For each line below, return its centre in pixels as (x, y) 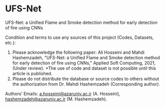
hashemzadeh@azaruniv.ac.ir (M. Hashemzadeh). (56, 99)
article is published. (32, 73)
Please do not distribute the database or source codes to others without (86, 79)
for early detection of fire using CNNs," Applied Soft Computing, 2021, (84, 63)
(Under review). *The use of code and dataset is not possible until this (84, 68)
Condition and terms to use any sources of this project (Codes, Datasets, (80, 37)
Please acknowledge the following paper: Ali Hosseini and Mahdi (78, 52)
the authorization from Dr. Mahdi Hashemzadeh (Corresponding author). (86, 84)
